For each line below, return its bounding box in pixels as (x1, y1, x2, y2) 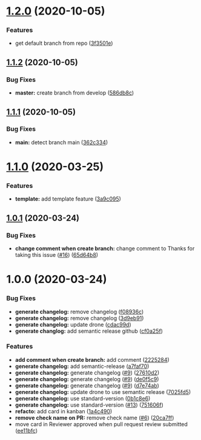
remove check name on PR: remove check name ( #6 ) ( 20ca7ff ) (15, 414, 174, 421)
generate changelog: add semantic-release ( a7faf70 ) (15, 362, 150, 370)
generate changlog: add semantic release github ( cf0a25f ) (15, 327, 163, 335)
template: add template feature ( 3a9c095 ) (15, 195, 121, 202)
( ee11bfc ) (15, 427, 38, 434)
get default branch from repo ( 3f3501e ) (15, 39, 113, 47)
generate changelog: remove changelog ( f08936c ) (15, 308, 144, 315)
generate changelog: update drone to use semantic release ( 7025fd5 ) (15, 388, 191, 395)
